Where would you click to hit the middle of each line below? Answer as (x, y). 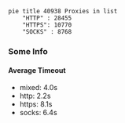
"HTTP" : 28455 (47, 18)
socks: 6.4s (38, 113)
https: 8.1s (36, 104)
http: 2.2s (35, 96)
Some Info (28, 51)
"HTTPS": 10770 (47, 25)
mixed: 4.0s (38, 88)
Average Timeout (37, 70)
